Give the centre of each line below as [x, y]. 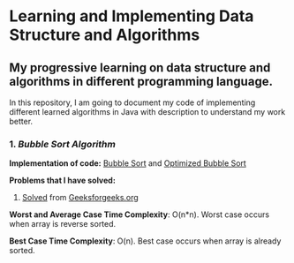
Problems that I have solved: [63, 180]
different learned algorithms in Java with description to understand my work [147, 112]
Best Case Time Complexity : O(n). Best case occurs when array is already [145, 241]
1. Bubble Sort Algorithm [63, 144]
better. [21, 121]
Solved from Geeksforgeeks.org [80, 198]
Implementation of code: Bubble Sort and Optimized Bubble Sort [128, 163]
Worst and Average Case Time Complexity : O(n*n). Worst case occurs [139, 214]
